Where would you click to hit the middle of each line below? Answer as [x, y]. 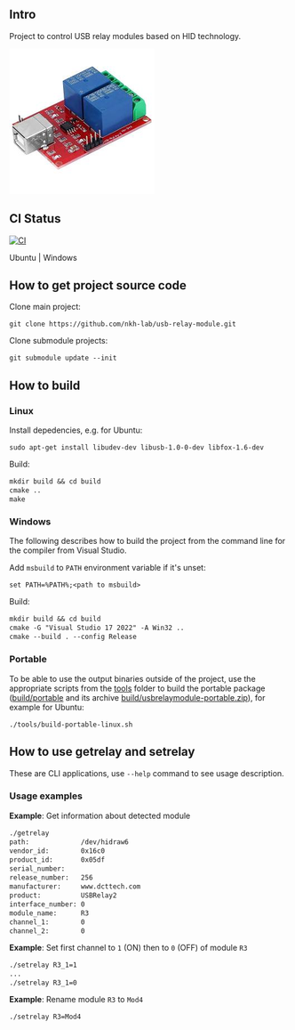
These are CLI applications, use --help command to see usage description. [147, 773]
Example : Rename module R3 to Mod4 [76, 999]
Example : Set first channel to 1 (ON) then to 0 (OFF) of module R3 [128, 947]
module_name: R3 [49, 913]
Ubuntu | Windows [43, 257]
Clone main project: [45, 307]
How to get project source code [98, 285]
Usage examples [46, 796]
